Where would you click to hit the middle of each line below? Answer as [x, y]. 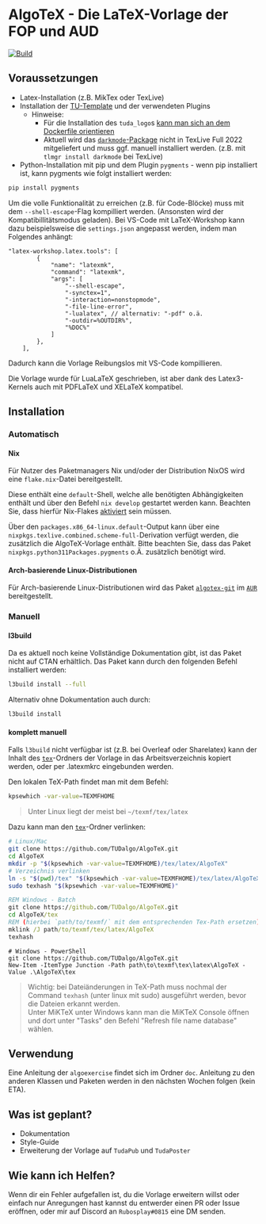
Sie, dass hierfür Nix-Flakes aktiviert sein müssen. [90, 511]
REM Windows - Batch [42, 900]
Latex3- [231, 378]
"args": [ [66, 279]
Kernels [21, 387]
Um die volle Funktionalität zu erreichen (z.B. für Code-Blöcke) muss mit [126, 203]
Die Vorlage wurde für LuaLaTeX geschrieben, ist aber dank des [112, 378]
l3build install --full [47, 685]
